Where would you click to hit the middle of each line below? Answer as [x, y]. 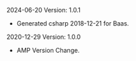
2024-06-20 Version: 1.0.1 [44, 10]
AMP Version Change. [48, 50]
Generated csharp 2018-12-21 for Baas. [73, 23]
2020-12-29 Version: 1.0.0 [44, 37]
